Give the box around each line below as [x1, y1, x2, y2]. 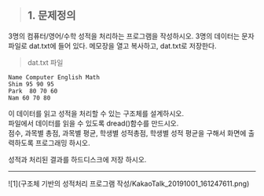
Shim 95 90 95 [8, 80, 55, 88]
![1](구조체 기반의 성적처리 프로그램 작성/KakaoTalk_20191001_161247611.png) [8, 179, 250, 188]
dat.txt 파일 [27, 57, 64, 67]
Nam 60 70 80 [8, 94, 51, 102]
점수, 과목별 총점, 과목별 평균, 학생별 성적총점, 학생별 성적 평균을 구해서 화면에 [8, 128, 247, 137]
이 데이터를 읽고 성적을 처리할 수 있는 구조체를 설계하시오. [8, 108, 185, 118]
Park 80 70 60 [8, 87, 58, 95]
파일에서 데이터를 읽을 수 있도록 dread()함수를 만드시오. [8, 118, 179, 128]
